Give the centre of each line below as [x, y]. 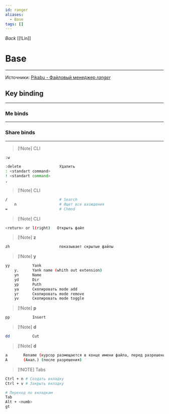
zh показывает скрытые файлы [59, 247]
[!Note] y [27, 256]
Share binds [20, 133]
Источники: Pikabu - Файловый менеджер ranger [58, 77]
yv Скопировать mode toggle [49, 298]
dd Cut [22, 336]
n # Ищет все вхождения [59, 204]
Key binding [24, 93]
